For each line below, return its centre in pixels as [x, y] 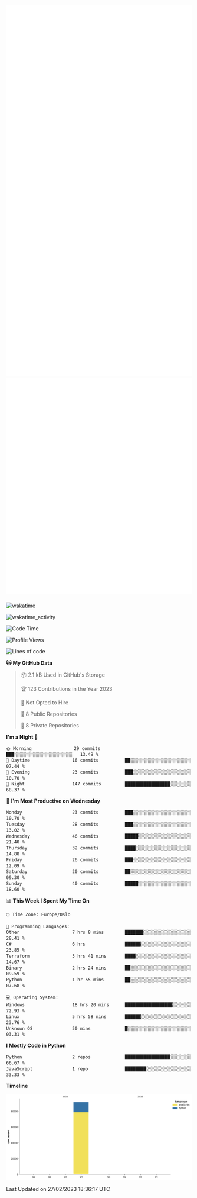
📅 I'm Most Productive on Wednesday [53, 801]
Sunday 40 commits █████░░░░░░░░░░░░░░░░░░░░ [99, 884]
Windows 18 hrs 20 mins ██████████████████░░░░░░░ [99, 1005]
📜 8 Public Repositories [49, 714]
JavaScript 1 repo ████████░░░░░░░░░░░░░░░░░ [99, 1069]
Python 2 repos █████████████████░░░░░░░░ [99, 1057]
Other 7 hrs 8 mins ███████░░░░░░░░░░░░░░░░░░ [99, 933]
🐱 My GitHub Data [29, 663]
